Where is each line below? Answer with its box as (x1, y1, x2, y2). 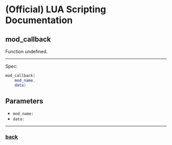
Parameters (5, 97, 44, 106)
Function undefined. (5, 49, 48, 54)
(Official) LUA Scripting (5, 4, 106, 15)
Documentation (5, 14, 73, 26)
